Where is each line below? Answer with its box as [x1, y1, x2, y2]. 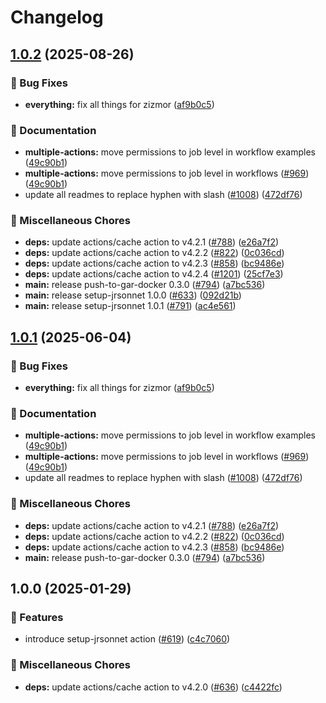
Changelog [10, 6, 104, 29]
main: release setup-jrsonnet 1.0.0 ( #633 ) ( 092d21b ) [24, 289, 242, 301]
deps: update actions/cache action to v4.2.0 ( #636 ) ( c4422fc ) [24, 681, 283, 693]
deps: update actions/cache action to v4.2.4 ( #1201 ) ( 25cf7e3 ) [24, 268, 284, 280]
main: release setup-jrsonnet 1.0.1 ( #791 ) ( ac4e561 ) [24, 300, 237, 312]
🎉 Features [10, 611, 64, 625]
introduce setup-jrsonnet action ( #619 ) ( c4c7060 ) [24, 633, 231, 645]
